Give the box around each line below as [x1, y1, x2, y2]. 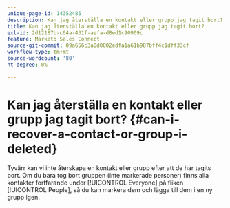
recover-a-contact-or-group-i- [7, 126, 188, 142]
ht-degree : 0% [7, 61, 48, 68]
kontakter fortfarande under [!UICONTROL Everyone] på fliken [7, 178, 184, 187]
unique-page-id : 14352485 [7, 10, 81, 17]
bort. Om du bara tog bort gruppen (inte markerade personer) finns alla [7, 171, 209, 179]
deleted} [7, 141, 58, 156]
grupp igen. [7, 193, 40, 201]
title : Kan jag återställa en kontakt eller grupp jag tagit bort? [7, 23, 205, 30]
